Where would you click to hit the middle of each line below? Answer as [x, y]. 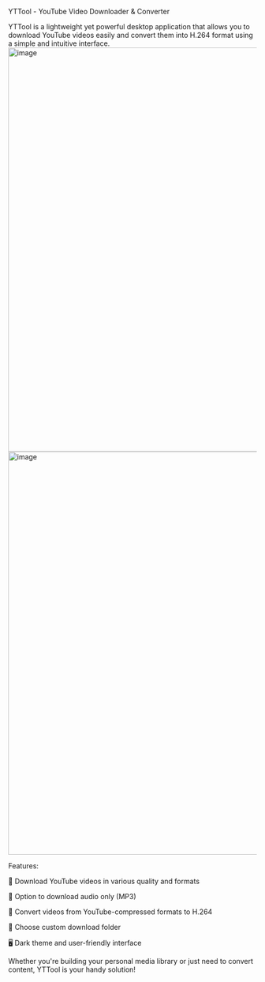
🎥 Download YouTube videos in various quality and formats [104, 881]
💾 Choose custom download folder [64, 927]
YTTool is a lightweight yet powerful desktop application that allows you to [129, 26]
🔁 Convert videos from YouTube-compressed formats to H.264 [110, 912]
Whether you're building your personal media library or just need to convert [131, 961]
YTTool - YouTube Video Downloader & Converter [89, 11]
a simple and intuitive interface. [59, 43]
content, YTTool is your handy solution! [72, 969]
